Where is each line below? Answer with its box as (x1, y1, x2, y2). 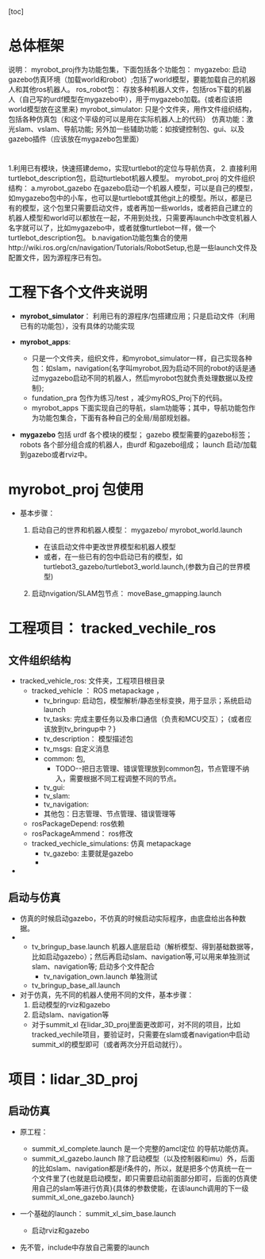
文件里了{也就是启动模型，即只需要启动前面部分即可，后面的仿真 (38, 1173, 251, 1183)
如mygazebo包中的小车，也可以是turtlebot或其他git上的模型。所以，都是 (8, 194, 246, 203)
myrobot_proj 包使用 (8, 480, 144, 499)
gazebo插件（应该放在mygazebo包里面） (8, 134, 144, 144)
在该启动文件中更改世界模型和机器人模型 (43, 542, 176, 551)
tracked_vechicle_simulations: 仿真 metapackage (31, 839, 192, 848)
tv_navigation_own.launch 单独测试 (43, 972, 158, 981)
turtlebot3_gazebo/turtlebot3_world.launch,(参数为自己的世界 (43, 562, 244, 571)
